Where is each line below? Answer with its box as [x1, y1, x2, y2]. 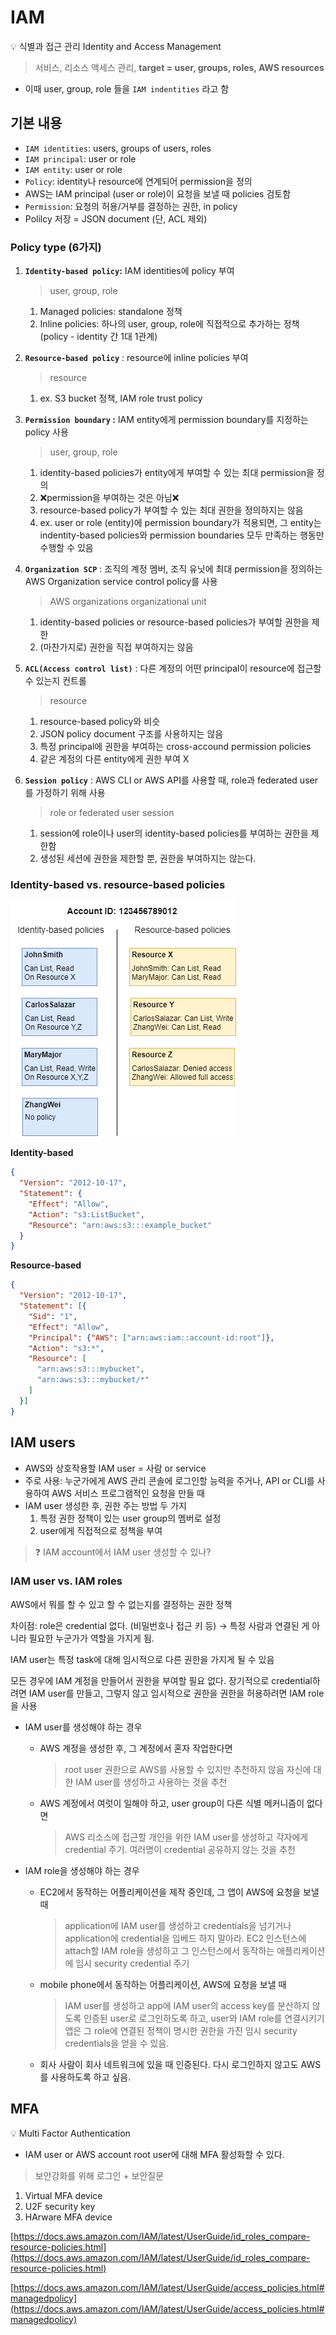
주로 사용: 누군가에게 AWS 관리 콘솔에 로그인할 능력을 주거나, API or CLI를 [24, 1474, 315, 1486]
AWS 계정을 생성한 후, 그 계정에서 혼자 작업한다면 [39, 1742, 233, 1754]
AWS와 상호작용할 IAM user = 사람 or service [24, 1462, 207, 1474]
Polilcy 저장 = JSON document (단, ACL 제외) [24, 212, 208, 225]
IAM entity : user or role [24, 163, 123, 175]
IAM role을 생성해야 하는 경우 [24, 1864, 140, 1876]
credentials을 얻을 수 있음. [64, 2037, 170, 2049]
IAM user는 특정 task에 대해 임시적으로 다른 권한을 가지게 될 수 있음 [10, 1653, 275, 1665]
